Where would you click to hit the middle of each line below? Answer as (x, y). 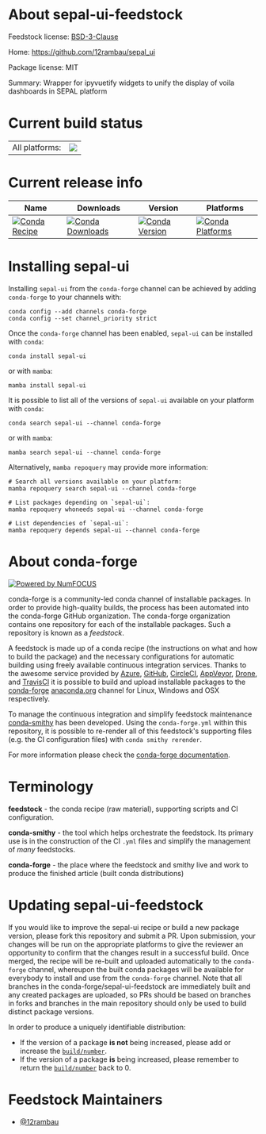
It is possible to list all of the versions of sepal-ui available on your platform (131, 400)
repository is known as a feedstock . (66, 632)
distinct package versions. (51, 1011)
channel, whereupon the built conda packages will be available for (135, 969)
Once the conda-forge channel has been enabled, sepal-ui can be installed (131, 333)
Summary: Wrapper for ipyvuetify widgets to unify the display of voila (122, 83)
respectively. (29, 698)
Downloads (99, 208)
